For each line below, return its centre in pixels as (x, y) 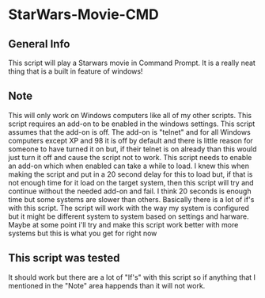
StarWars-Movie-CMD (84, 15)
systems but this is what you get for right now (83, 233)
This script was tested (64, 258)
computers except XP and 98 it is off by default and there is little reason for (131, 140)
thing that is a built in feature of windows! (76, 71)
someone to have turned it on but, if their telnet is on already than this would (132, 149)
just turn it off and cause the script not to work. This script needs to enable (130, 157)
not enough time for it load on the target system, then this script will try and (131, 182)
